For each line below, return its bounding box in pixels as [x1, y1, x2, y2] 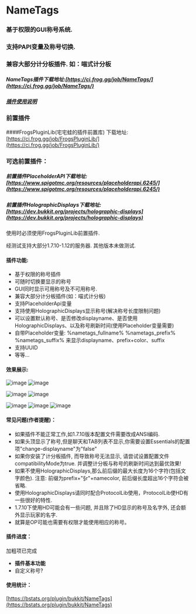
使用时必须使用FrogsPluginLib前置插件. [6, 230, 101, 237]
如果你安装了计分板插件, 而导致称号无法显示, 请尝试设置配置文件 [14, 453, 170, 460]
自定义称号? [14, 567, 43, 574]
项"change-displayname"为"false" [14, 445, 98, 452]
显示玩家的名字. [19, 511, 57, 518]
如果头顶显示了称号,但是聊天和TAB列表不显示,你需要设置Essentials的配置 [14, 438, 190, 445]
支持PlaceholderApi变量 [14, 300, 72, 307]
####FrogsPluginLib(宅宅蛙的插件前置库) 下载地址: [6, 129, 129, 136]
